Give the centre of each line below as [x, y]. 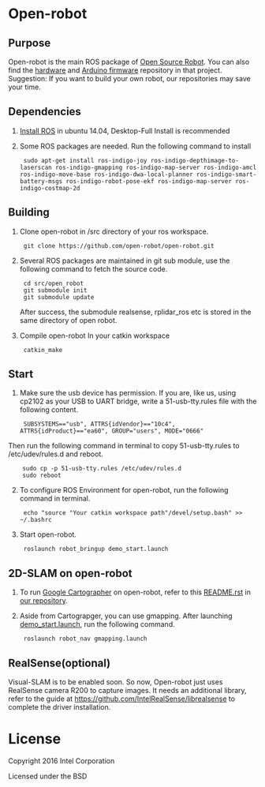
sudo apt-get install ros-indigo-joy [85, 160]
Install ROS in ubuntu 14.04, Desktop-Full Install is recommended [125, 130]
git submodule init [55, 290]
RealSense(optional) [60, 663]
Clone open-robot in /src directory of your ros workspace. [114, 231]
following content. [49, 410]
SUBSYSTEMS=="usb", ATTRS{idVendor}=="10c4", [99, 424]
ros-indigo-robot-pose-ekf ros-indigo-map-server [149, 181]
